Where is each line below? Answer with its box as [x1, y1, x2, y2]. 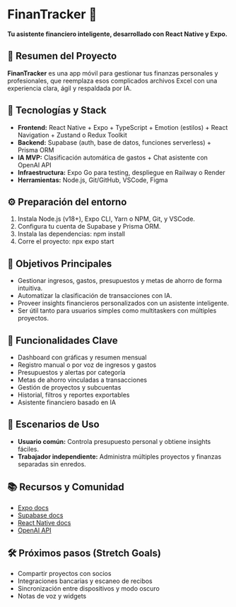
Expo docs [17, 503, 49, 512]
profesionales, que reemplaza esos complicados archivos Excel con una [7, 76, 218, 85]
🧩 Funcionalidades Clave [7, 335, 118, 347]
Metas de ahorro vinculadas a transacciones [17, 375, 147, 384]
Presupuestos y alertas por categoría [17, 368, 126, 376]
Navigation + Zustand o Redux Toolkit [17, 131, 127, 139]
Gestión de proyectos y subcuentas [17, 383, 122, 391]
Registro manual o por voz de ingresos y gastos [17, 361, 157, 369]
